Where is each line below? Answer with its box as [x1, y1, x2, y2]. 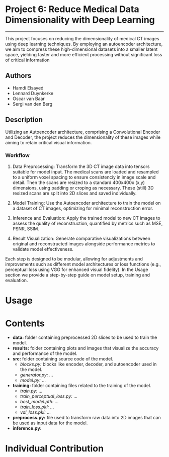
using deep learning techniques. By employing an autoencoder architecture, [5, 41, 163, 47]
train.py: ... [20, 388, 43, 394]
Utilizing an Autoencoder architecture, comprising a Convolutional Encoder [5, 129, 160, 135]
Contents [5, 318, 45, 329]
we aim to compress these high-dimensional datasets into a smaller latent [5, 46, 158, 52]
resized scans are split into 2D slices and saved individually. [12, 190, 137, 196]
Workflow [5, 152, 30, 159]
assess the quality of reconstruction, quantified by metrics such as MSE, [12, 220, 163, 226]
